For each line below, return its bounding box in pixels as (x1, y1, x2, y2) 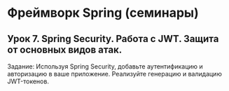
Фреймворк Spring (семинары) (7, 5, 199, 21)
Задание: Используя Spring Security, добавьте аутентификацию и (7, 62, 203, 71)
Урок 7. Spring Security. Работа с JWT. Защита (7, 33, 219, 45)
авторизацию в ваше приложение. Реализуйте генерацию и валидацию (7, 70, 222, 78)
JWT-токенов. (7, 77, 49, 85)
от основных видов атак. (7, 43, 123, 55)
